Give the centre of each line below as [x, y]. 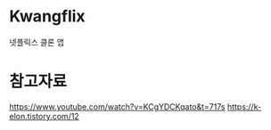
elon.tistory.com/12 [45, 116]
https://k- [244, 106]
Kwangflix [48, 16]
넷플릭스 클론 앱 [37, 42]
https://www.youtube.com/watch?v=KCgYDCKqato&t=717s [117, 106]
